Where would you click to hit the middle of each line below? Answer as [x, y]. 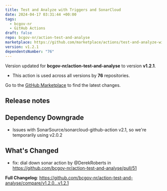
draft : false [19, 33]
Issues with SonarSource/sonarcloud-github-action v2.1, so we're [79, 130]
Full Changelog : [22, 178]
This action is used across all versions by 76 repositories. [71, 75]
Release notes [28, 100]
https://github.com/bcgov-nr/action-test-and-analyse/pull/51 [75, 168]
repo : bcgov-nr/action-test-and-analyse [48, 38]
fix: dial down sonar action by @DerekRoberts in [62, 163]
